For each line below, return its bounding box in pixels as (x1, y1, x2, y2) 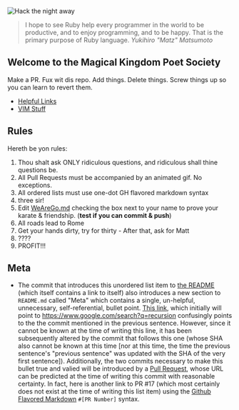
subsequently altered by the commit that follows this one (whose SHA (17, 334, 223, 343)
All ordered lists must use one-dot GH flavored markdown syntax (17, 188, 209, 196)
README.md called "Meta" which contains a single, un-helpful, (17, 296, 195, 305)
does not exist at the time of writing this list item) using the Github (17, 387, 212, 396)
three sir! (17, 196, 45, 204)
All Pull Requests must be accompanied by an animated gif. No (17, 173, 203, 181)
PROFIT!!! (17, 241, 46, 250)
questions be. (17, 165, 59, 174)
